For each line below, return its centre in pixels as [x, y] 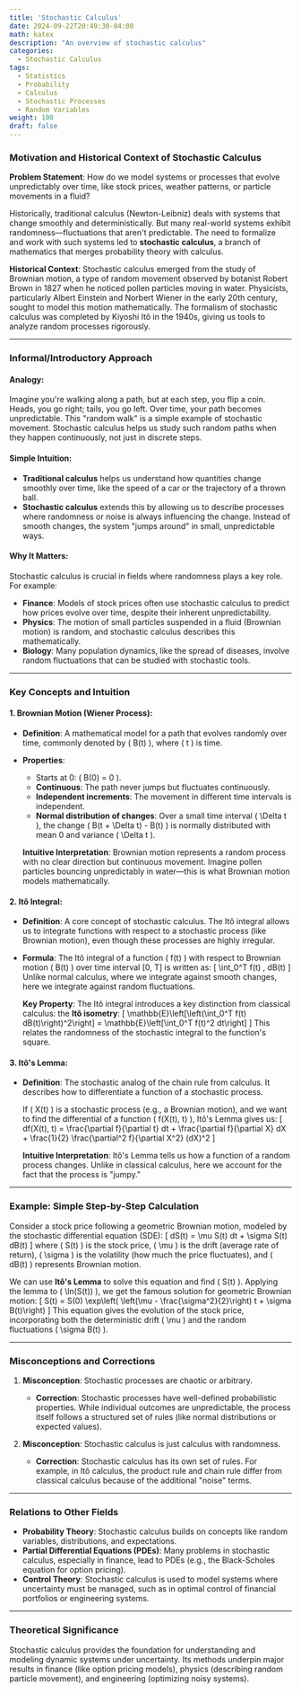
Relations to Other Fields [64, 1512]
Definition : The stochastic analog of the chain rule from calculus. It [146, 1082]
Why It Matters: [39, 556]
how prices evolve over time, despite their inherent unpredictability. [146, 613]
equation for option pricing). [74, 1570]
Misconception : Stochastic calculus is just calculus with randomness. [151, 1443]
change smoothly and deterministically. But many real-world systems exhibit [150, 223]
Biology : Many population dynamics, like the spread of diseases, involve [156, 650]
